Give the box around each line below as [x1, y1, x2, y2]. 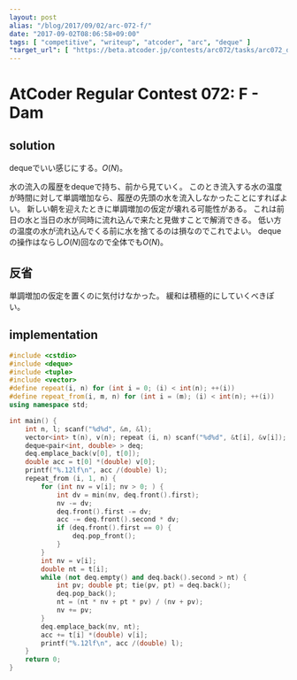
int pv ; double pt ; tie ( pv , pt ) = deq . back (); [56, 581, 232, 590]
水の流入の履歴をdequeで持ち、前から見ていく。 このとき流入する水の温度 [9, 182, 283, 192]
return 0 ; [25, 655, 62, 664]
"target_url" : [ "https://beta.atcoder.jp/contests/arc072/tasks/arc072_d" [9, 46, 294, 55]
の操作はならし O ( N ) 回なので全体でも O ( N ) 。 [9, 236, 168, 248]
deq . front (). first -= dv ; [56, 506, 152, 516]
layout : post [9, 12, 57, 22]
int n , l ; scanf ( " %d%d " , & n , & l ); [25, 424, 152, 434]
